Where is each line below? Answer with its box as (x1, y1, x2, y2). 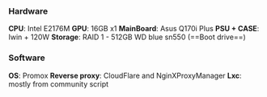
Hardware (8, 6, 49, 17)
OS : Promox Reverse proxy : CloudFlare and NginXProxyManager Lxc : (8, 71, 242, 80)
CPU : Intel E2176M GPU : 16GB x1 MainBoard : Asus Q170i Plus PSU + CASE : (8, 24, 260, 34)
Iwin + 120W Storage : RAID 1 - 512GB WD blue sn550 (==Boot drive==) (8, 32, 247, 42)
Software (8, 52, 46, 63)
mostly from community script (8, 79, 109, 89)
